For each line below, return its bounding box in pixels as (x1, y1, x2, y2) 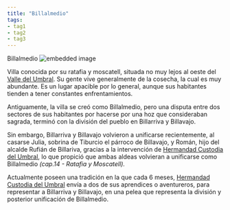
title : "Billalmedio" (7, 10, 69, 17)
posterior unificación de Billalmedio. (7, 195, 108, 203)
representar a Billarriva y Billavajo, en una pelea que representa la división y (7, 188, 222, 196)
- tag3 (7, 36, 26, 43)
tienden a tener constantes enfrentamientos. (7, 90, 133, 98)
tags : (7, 16, 23, 23)
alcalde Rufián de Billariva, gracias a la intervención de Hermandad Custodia (7, 145, 224, 154)
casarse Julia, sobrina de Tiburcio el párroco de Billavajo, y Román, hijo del (7, 138, 220, 146)
